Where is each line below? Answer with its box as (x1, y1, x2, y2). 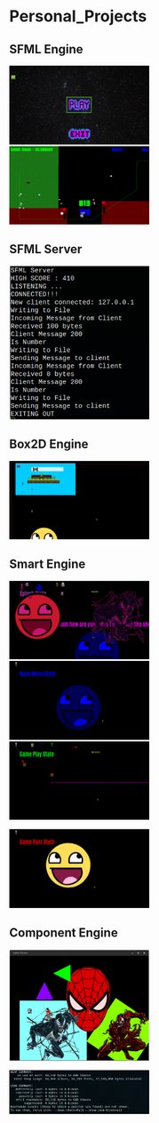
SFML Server (9, 242, 83, 257)
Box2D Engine (9, 437, 89, 452)
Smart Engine (9, 557, 86, 572)
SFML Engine (9, 42, 83, 57)
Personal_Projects (9, 6, 147, 27)
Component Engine (9, 926, 118, 941)
